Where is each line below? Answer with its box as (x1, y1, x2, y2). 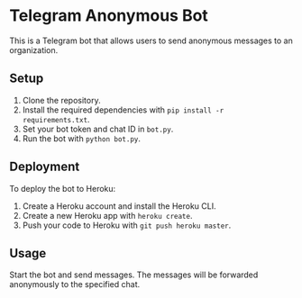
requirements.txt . (22, 113, 90, 124)
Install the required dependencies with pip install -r (22, 104, 224, 115)
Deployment (9, 159, 80, 175)
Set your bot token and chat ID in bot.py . (22, 123, 174, 134)
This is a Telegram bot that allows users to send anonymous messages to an (9, 35, 293, 46)
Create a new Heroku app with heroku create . (22, 210, 193, 221)
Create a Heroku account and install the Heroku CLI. (22, 200, 216, 212)
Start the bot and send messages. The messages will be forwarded (9, 269, 259, 280)
